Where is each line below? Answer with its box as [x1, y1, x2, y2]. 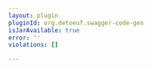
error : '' [8, 33, 41, 42]
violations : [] [8, 41, 59, 49]
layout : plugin [8, 11, 59, 20]
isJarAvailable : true [8, 26, 80, 34]
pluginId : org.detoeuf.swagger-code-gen [8, 19, 145, 27]
